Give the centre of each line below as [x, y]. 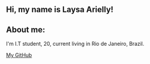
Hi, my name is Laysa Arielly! [60, 10]
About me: [26, 30]
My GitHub [19, 55]
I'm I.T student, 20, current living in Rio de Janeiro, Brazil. [75, 44]
